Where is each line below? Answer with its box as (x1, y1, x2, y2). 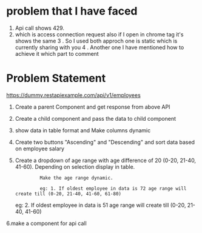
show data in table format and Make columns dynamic (15, 126, 151, 134)
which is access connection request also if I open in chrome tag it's (15, 30, 184, 38)
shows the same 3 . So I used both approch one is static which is (15, 37, 178, 44)
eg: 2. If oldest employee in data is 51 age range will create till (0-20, (15, 201, 186, 209)
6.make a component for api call (6, 220, 87, 227)
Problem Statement (6, 72, 106, 86)
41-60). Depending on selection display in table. (15, 163, 135, 171)
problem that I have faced (6, 4, 138, 18)
